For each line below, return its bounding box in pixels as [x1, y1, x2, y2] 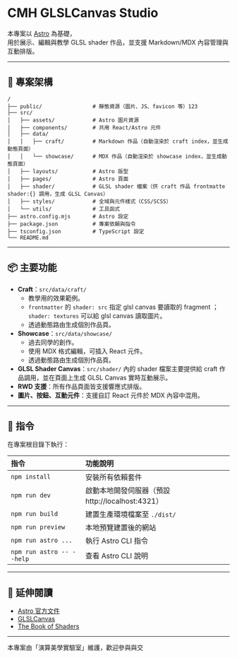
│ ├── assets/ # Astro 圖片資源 [7, 117, 140, 124]
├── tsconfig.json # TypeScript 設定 [7, 228, 145, 235]
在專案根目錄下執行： [7, 440, 69, 449]
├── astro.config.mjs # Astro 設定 [7, 213, 129, 220]
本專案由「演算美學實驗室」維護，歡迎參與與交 [7, 643, 143, 652]
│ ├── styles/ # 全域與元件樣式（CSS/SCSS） [7, 198, 171, 205]
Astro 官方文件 [17, 606, 60, 616]
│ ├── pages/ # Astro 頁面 [7, 175, 129, 182]
